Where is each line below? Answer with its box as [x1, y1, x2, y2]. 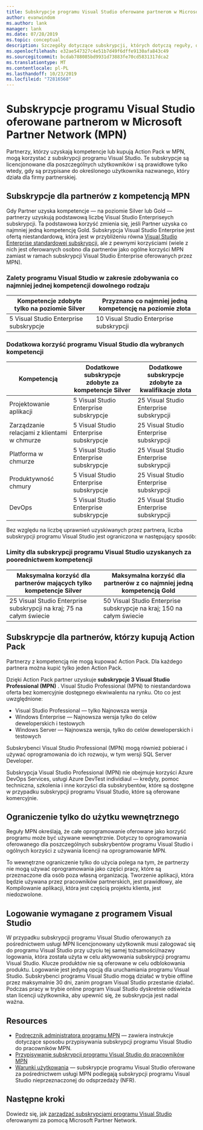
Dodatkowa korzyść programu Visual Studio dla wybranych [6, 340, 184, 349]
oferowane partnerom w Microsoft [6, 115, 182, 129]
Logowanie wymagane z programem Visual [6, 908, 173, 919]
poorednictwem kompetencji [6, 555, 92, 564]
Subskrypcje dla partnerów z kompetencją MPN [6, 191, 190, 201]
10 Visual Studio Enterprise [95, 315, 174, 323]
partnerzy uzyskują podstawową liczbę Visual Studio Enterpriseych [6, 213, 174, 221]
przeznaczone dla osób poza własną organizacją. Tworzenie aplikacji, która [6, 871, 195, 879]
